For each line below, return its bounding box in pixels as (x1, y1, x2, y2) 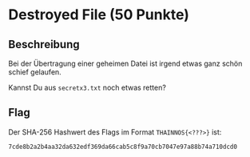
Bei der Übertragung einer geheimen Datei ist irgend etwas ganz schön (8, 58, 243, 68)
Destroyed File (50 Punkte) (8, 6, 190, 24)
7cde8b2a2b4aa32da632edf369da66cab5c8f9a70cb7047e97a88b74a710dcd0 (8, 143, 238, 151)
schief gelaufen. (8, 67, 62, 77)
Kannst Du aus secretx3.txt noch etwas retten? (8, 83, 166, 92)
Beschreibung (8, 38, 80, 51)
